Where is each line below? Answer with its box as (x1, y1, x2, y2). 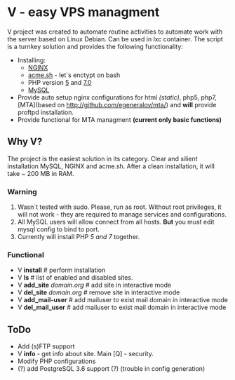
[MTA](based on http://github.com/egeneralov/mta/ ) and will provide (17, 100, 217, 109)
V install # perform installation (17, 266, 106, 274)
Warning (7, 186, 37, 196)
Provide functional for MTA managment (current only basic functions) (17, 115, 222, 123)
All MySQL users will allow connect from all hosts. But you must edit (17, 218, 215, 226)
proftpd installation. (17, 108, 74, 116)
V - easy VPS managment (7, 4, 160, 20)
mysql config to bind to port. (17, 225, 100, 233)
